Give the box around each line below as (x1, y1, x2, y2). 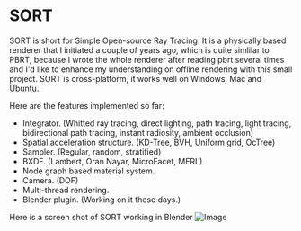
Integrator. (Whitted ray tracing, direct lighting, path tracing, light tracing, (22, 118, 292, 129)
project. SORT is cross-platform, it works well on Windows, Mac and (9, 73, 262, 84)
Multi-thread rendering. (22, 184, 110, 195)
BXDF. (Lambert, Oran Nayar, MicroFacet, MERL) (22, 155, 203, 166)
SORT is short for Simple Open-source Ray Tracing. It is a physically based (9, 35, 287, 46)
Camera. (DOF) (22, 174, 79, 185)
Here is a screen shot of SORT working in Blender (9, 211, 193, 222)
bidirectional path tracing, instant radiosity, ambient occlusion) (22, 127, 254, 138)
